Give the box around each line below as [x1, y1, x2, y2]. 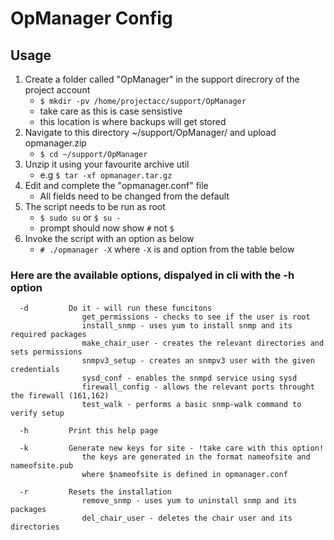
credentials [10, 365, 60, 375]
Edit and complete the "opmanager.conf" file [24, 180, 209, 191]
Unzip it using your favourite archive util [24, 158, 190, 170]
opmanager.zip [24, 137, 87, 149]
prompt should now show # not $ [39, 222, 175, 234]
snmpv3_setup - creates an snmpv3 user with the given [81, 356, 315, 366]
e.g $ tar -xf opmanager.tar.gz [39, 169, 173, 181]
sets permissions [10, 347, 83, 357]
